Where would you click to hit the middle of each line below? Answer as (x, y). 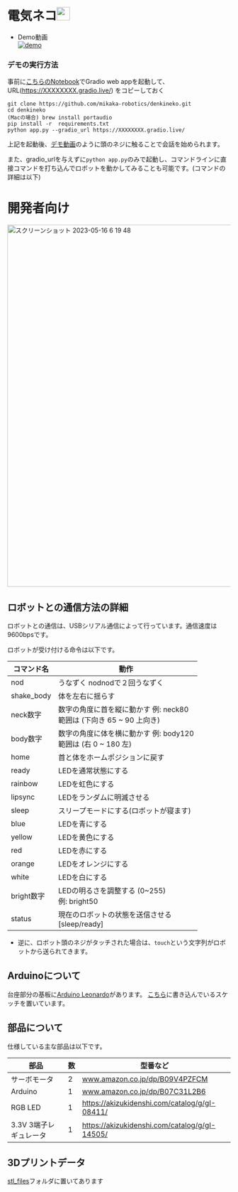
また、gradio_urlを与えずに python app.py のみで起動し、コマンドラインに (114, 159)
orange (23, 864)
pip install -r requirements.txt (58, 124)
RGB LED (26, 1107)
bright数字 (28, 896)
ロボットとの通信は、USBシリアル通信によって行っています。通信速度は (112, 625)
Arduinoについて (44, 976)
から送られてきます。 (61, 951)
